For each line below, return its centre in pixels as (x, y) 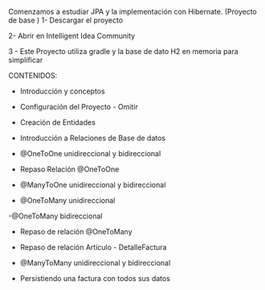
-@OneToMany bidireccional (55, 216)
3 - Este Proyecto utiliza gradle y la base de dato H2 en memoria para (123, 51)
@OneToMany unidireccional (67, 200)
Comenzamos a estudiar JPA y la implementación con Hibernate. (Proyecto (132, 12)
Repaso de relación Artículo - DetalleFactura (93, 247)
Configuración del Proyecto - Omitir (79, 107)
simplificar (26, 60)
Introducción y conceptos (63, 91)
